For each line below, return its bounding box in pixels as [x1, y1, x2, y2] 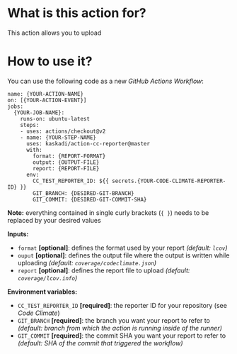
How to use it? [7, 53, 93, 70]
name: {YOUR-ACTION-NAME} [7, 90, 83, 97]
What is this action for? [7, 5, 146, 21]
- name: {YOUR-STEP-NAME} [20, 133, 97, 141]
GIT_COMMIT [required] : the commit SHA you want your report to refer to [17, 331, 226, 340]
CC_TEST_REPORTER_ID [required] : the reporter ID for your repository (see [17, 301, 228, 309]
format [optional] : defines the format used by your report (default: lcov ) [17, 243, 228, 252]
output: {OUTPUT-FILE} [33, 158, 100, 166]
